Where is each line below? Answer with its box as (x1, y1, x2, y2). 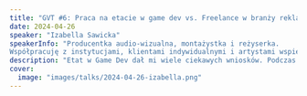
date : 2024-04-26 (9, 22, 76, 31)
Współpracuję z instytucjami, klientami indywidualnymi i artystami (9, 48, 276, 57)
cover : (9, 65, 35, 74)
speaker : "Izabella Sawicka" (9, 30, 121, 39)
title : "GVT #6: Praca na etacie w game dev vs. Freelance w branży (9, 13, 276, 23)
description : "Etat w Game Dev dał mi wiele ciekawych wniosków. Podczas (9, 56, 297, 65)
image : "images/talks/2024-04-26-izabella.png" (17, 73, 203, 82)
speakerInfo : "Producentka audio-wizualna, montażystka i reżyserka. (9, 38, 281, 48)
